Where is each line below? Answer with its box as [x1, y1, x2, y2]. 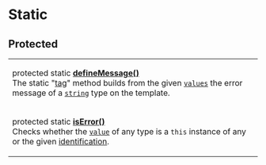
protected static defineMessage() [12, 67, 140, 79]
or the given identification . [12, 136, 109, 147]
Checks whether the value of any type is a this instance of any [12, 126, 247, 136]
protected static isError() [12, 117, 105, 127]
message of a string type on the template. [12, 87, 170, 98]
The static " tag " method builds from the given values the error [12, 78, 243, 88]
